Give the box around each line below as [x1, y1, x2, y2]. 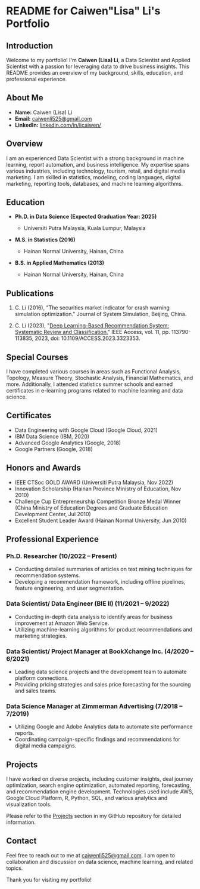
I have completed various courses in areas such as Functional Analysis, [6, 368, 182, 375]
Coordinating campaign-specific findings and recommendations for [14, 736, 180, 743]
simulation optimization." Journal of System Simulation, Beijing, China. [14, 311, 187, 318]
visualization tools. [6, 801, 52, 808]
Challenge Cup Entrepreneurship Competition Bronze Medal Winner [14, 498, 182, 505]
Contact [6, 836, 37, 846]
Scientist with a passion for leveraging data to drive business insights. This [6, 63, 189, 70]
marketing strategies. [14, 632, 67, 639]
